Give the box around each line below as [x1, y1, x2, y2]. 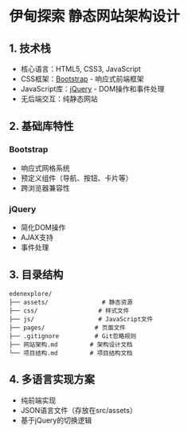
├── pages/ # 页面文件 [9, 324, 126, 332]
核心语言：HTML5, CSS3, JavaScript [20, 65, 142, 73]
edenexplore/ [9, 289, 53, 297]
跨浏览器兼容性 [20, 183, 70, 192]
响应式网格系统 [20, 163, 70, 172]
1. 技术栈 [9, 41, 51, 55]
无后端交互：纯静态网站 [20, 94, 98, 104]
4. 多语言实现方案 [9, 372, 95, 387]
